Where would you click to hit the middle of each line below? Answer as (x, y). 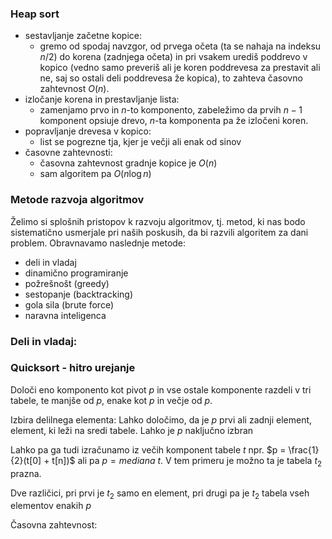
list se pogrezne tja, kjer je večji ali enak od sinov (140, 142)
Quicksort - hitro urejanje (73, 368)
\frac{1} (304, 449)
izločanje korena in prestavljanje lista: (102, 99)
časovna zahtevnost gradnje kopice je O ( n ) (128, 163)
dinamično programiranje (76, 273)
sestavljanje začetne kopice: (83, 36)
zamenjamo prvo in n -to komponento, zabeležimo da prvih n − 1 (171, 110)
